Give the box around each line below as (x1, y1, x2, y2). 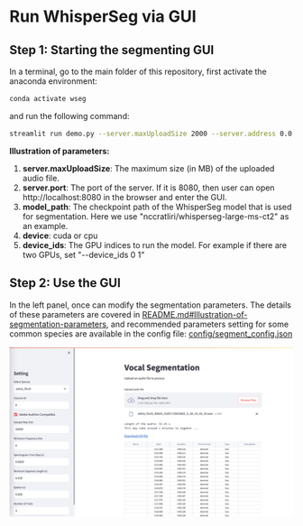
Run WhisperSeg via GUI (9, 6, 197, 27)
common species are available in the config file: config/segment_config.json (9, 328, 293, 339)
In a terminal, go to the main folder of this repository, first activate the (9, 66, 268, 77)
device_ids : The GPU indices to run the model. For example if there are (22, 239, 288, 250)
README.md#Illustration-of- (142, 309, 248, 319)
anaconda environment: (9, 76, 97, 87)
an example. (22, 220, 69, 231)
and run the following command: (9, 110, 130, 121)
